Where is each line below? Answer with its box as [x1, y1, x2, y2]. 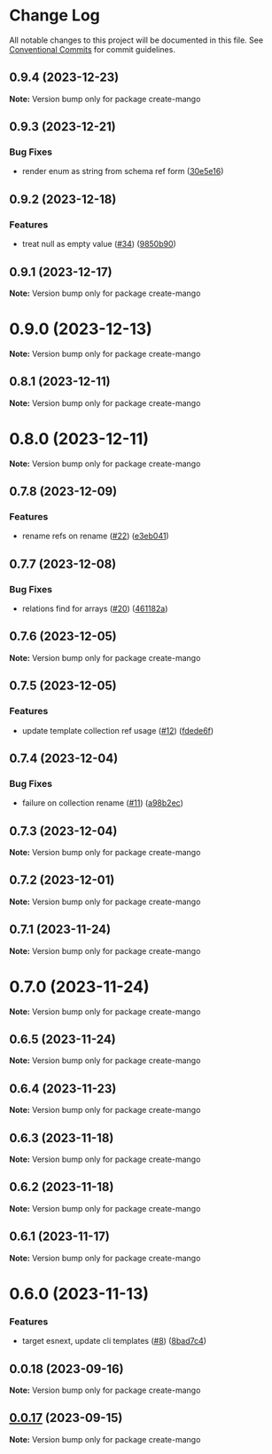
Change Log [9, 5, 100, 26]
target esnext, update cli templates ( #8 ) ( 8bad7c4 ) [21, 1336, 206, 1347]
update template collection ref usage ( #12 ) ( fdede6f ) [21, 725, 214, 735]
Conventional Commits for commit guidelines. [9, 44, 175, 54]
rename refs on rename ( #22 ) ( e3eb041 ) [21, 530, 170, 542]
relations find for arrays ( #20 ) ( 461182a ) [21, 603, 168, 614]
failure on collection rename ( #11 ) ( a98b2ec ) [21, 798, 183, 808]
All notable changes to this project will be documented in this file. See [9, 35, 264, 45]
